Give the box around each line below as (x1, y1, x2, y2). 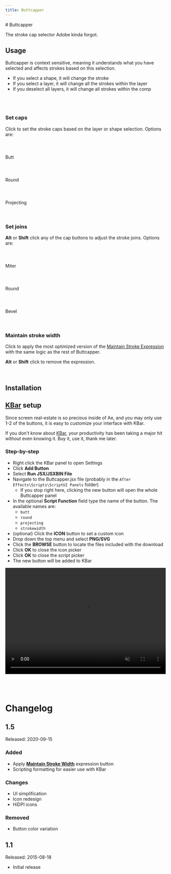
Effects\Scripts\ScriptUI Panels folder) (12, 482, 99, 488)
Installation (5, 383, 42, 392)
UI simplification (12, 791, 47, 797)
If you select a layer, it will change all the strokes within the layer (12, 80, 148, 87)
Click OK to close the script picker (12, 552, 85, 558)
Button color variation (12, 826, 59, 832)
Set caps (5, 114, 28, 121)
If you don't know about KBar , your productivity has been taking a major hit (5, 430, 163, 436)
